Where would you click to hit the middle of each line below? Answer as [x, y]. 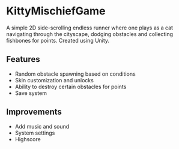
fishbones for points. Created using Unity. [58, 40]
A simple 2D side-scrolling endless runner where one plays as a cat [89, 28]
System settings [35, 133]
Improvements [34, 112]
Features [23, 59]
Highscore [28, 139]
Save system [31, 93]
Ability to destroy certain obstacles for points [71, 87]
